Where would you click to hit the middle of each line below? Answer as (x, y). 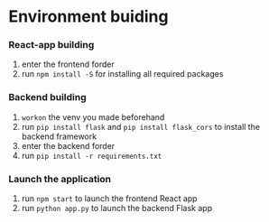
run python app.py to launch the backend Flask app (117, 208)
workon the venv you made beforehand (93, 117)
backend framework (59, 136)
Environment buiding (88, 17)
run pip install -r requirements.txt (92, 155)
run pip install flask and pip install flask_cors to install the (141, 126)
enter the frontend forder (68, 64)
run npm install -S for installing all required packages (122, 74)
